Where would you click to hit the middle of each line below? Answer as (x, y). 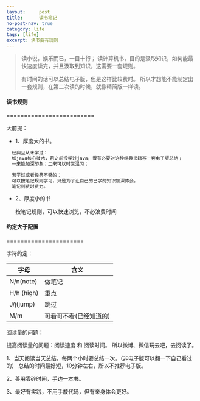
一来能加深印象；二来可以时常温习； (50, 164)
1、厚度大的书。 (35, 141)
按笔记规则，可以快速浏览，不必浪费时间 (66, 211)
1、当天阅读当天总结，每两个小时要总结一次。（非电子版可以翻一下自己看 (97, 358)
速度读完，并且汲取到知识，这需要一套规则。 (82, 66)
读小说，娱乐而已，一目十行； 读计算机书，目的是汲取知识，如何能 (105, 58)
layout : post (28, 12)
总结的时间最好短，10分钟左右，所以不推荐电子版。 (82, 366)
